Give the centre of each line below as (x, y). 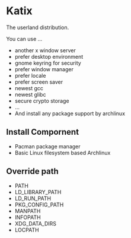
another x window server (45, 50)
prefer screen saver (39, 82)
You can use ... (24, 39)
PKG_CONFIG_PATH (39, 204)
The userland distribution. (38, 27)
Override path (33, 171)
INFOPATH (28, 217)
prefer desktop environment (49, 56)
